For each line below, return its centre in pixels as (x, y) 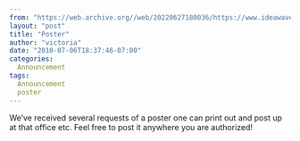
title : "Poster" (39, 34)
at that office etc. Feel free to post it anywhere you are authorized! (131, 127)
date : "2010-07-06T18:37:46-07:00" (75, 51)
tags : (19, 76)
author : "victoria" (46, 42)
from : (19, 17)
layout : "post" (37, 26)
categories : (31, 59)
